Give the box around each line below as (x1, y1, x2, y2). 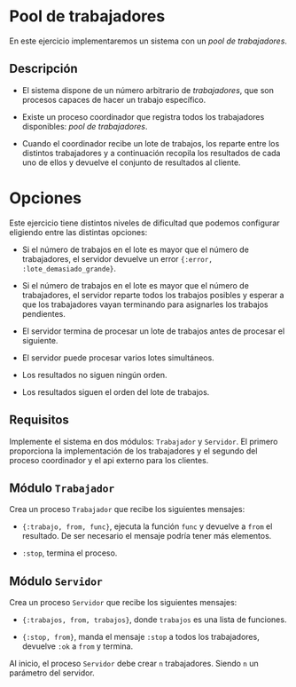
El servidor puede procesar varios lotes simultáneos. (21, 352, 214, 363)
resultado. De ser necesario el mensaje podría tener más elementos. (21, 531, 272, 541)
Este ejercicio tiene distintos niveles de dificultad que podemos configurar (9, 217, 281, 228)
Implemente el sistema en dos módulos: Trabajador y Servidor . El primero (9, 436, 278, 446)
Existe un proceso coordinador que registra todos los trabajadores (21, 111, 265, 122)
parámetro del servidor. (9, 667, 95, 678)
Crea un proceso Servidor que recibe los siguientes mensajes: (9, 597, 238, 608)
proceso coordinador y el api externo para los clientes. (9, 454, 209, 465)
